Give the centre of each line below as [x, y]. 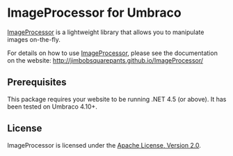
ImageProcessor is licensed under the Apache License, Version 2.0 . [104, 145]
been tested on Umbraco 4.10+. [52, 107]
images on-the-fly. [34, 39]
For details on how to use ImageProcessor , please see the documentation [112, 53]
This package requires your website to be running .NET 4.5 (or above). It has [117, 99]
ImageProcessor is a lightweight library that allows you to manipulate [106, 32]
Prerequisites [37, 83]
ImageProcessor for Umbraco [95, 13]
